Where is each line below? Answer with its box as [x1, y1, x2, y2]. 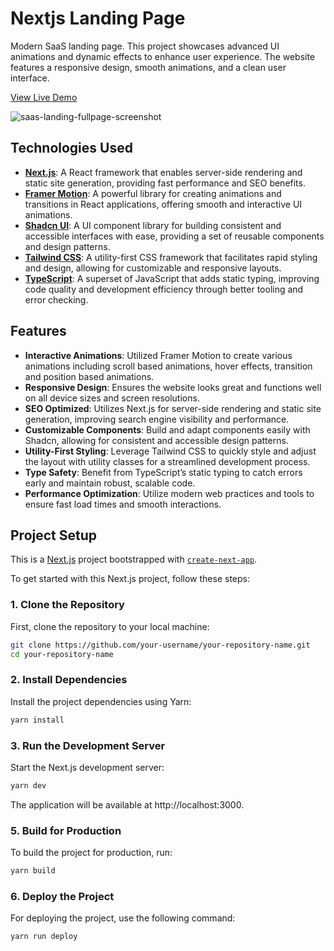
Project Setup [10, 527, 98, 544]
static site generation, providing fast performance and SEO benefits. [24, 177, 306, 189]
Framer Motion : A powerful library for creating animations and [24, 187, 282, 199]
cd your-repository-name [10, 649, 114, 659]
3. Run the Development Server [10, 738, 166, 752]
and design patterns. [24, 240, 111, 252]
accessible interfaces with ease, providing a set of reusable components [24, 230, 325, 242]
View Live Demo [10, 91, 78, 103]
